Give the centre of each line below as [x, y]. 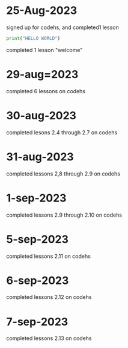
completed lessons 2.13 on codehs [49, 338]
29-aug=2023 [42, 74]
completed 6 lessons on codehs [46, 91]
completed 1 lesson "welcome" [44, 50]
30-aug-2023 [41, 115]
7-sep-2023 [37, 322]
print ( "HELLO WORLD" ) [33, 38]
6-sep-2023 [38, 281]
